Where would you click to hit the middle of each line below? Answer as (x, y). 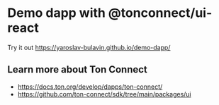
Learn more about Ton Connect (77, 69)
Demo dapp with (57, 13)
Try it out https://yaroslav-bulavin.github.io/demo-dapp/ (89, 47)
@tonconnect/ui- (160, 13)
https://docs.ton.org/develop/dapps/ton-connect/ (90, 87)
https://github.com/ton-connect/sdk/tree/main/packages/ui (104, 94)
